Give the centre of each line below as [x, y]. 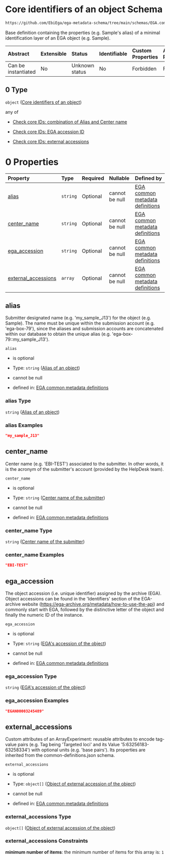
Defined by [148, 178]
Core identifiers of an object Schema [84, 9]
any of [12, 112]
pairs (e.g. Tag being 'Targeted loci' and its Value [69, 745]
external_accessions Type [38, 817]
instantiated [22, 72]
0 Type [16, 90]
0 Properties [32, 162]
